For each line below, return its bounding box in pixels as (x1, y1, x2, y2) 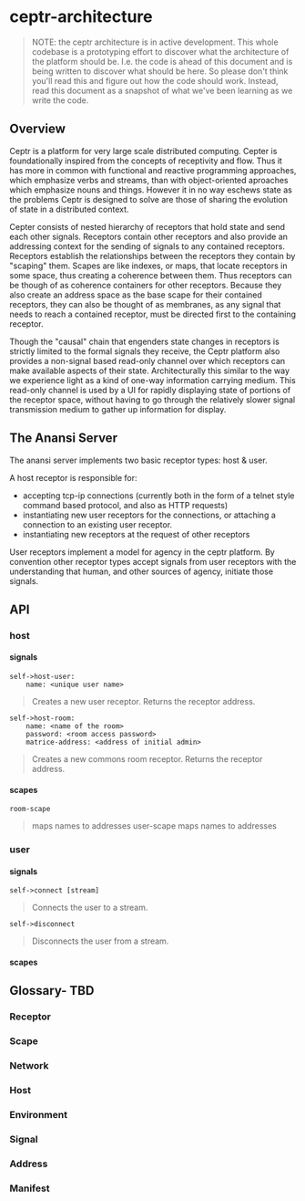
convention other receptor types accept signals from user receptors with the (9, 556, 297, 567)
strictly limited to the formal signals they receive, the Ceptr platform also (9, 345, 280, 357)
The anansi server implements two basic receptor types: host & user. (9, 454, 268, 465)
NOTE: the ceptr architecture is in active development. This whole (31, 37, 280, 47)
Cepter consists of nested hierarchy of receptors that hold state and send (9, 221, 285, 232)
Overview (9, 121, 66, 137)
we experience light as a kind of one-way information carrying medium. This (9, 374, 296, 385)
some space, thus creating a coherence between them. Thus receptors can (9, 269, 292, 280)
